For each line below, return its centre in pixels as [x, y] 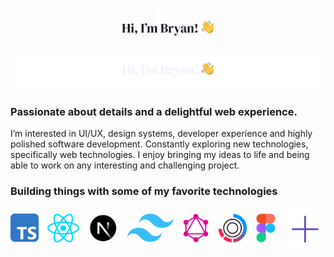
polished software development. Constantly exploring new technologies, [159, 144]
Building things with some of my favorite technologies [144, 191]
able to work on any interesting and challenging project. [125, 165]
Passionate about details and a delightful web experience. [154, 112]
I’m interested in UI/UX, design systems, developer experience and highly [161, 134]
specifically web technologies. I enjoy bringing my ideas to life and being [160, 155]
